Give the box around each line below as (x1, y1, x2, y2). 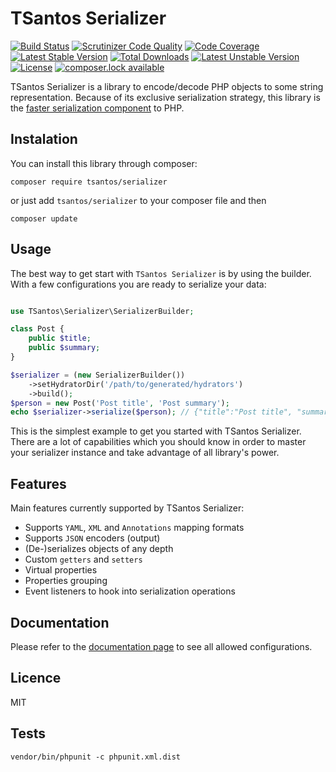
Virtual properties (24, 564, 98, 576)
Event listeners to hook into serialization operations (24, 585, 236, 597)
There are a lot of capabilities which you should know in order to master (10, 436, 307, 448)
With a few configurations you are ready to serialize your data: (10, 278, 267, 290)
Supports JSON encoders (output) (24, 532, 161, 544)
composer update (10, 213, 78, 224)
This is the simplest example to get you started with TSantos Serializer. (10, 425, 302, 437)
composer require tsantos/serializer (10, 177, 168, 187)
